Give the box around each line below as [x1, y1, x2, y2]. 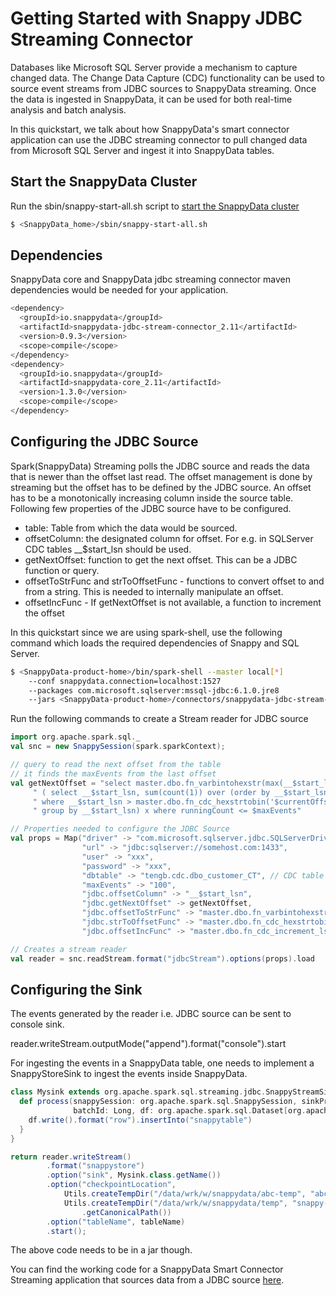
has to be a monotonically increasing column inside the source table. [10, 492, 294, 504]
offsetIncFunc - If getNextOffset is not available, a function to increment [24, 596, 322, 608]
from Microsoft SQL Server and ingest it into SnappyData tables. [10, 144, 275, 156]
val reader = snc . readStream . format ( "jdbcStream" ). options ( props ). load [10, 953, 315, 964]
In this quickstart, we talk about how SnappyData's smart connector [10, 123, 290, 135]
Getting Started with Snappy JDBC [10, 7, 303, 30]
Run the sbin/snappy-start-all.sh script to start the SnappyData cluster [10, 200, 300, 212]
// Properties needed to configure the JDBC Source [10, 824, 230, 834]
